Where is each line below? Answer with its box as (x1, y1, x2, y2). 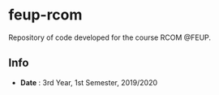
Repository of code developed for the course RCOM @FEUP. (8, 32, 212, 42)
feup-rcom (8, 6, 83, 24)
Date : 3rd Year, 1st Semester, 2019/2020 (19, 77, 158, 87)
